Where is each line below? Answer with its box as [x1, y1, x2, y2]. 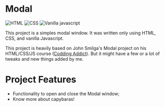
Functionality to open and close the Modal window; [12, 90, 120, 97]
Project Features [5, 74, 77, 86]
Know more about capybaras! [12, 96, 75, 102]
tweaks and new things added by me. [5, 56, 84, 62]
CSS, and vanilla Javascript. [5, 35, 64, 41]
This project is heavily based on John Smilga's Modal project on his [5, 45, 147, 51]
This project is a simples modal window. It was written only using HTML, [5, 30, 156, 36]
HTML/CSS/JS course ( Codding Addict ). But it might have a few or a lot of [5, 50, 160, 57]
